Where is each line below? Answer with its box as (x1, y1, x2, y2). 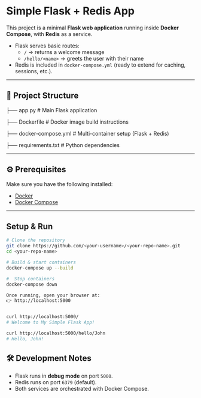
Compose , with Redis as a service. (6, 30, 93, 37)
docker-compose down (6, 281, 58, 288)
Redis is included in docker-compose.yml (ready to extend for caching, (14, 61, 186, 68)
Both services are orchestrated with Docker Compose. (14, 385, 150, 392)
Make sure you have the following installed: (6, 180, 113, 187)
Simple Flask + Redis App (6, 4, 135, 18)
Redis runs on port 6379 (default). (14, 378, 97, 385)
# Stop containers (6, 276, 55, 282)
